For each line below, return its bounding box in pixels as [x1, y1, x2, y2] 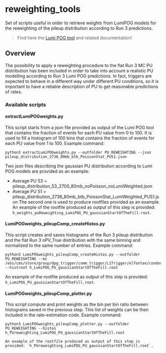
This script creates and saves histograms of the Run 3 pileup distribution [5, 232, 153, 238]
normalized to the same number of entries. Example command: [5, 242, 133, 249]
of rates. [5, 88, 22, 95]
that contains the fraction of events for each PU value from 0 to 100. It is [5, 130, 152, 136]
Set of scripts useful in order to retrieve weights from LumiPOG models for [5, 20, 157, 26]
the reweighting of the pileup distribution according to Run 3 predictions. [5, 25, 153, 31]
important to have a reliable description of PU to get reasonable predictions [5, 83, 159, 89]
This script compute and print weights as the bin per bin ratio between [5, 301, 148, 307]
